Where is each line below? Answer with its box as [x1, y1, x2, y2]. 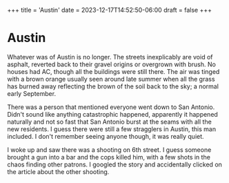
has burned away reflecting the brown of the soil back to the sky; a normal [7, 82, 219, 90]
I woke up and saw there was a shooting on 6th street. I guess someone [7, 145, 212, 154]
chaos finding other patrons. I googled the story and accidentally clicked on [7, 160, 223, 168]
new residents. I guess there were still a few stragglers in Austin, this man [7, 124, 216, 133]
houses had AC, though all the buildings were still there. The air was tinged [7, 67, 220, 75]
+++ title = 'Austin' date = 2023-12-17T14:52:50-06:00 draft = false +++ [7, 6, 212, 14]
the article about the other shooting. [7, 167, 110, 175]
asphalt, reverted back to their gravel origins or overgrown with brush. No [7, 60, 216, 68]
